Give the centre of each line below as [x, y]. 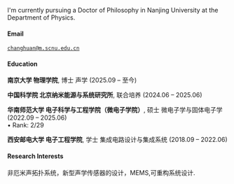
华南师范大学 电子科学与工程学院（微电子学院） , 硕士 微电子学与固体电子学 [115, 110]
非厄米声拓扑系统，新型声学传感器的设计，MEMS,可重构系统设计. [101, 172]
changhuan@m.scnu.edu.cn [43, 48]
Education [22, 64]
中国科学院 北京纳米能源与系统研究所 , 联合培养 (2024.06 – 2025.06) [105, 95]
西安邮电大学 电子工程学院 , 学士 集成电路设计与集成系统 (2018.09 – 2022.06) [117, 140]
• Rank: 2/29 [26, 125]
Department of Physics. [41, 17]
